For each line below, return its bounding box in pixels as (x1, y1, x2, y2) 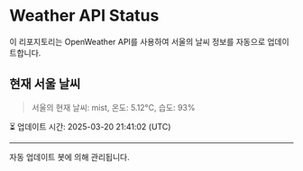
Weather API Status (9, 5, 160, 26)
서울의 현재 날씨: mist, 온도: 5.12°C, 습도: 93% (31, 102, 196, 112)
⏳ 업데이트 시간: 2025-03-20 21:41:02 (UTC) (9, 121, 171, 131)
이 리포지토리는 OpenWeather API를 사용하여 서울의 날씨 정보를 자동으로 (9, 36, 266, 47)
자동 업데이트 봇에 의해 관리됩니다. (9, 151, 130, 162)
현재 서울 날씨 (9, 76, 81, 92)
